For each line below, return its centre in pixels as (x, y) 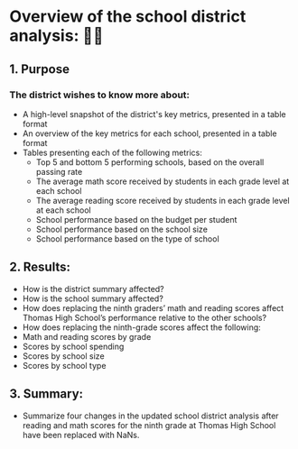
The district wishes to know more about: (100, 95)
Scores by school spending (73, 346)
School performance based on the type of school (127, 238)
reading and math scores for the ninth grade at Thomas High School (149, 425)
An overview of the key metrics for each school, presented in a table (149, 133)
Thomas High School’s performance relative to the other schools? (144, 317)
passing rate (59, 171)
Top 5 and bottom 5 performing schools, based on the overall (150, 162)
